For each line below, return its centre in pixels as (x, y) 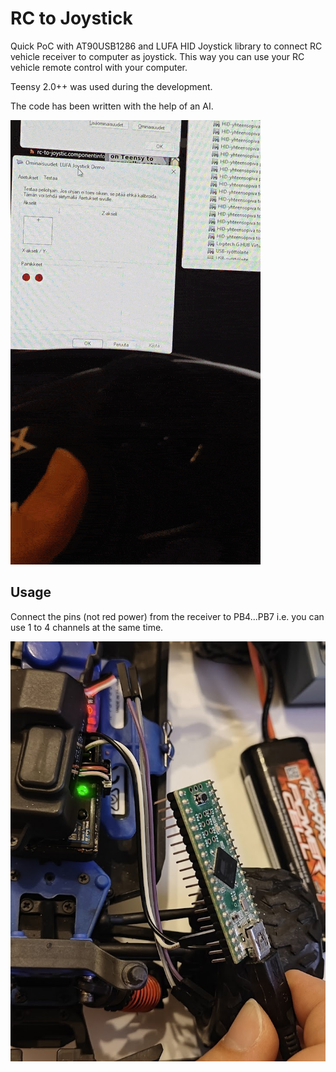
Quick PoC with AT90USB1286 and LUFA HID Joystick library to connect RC (166, 46)
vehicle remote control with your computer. (99, 67)
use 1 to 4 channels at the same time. (87, 627)
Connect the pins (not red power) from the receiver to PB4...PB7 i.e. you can (167, 616)
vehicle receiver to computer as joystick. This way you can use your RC (157, 56)
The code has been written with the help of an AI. (112, 106)
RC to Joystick (71, 18)
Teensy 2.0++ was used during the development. (111, 86)
